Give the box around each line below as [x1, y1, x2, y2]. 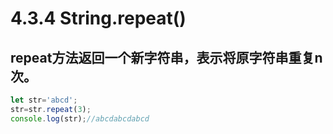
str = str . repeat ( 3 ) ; [10, 104, 92, 114]
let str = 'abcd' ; [10, 95, 78, 105]
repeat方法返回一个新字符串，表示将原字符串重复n [10, 49, 323, 66]
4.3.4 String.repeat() [10, 7, 187, 30]
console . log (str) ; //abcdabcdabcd [10, 113, 150, 124]
